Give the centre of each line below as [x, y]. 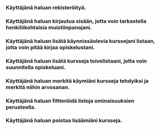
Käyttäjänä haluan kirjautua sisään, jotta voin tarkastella [76, 21]
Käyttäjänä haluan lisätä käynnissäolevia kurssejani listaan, [81, 41]
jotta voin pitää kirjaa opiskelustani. [50, 47]
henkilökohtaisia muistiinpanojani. [49, 27]
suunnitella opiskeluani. [36, 67]
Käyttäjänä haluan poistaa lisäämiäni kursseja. [64, 120]
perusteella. [21, 107]
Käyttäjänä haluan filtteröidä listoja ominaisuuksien [70, 101]
